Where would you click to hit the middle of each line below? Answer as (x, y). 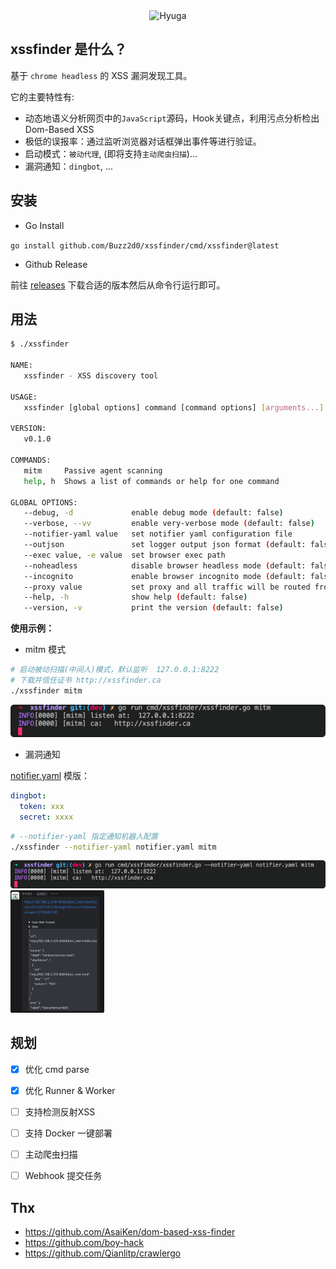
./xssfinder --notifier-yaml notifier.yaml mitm (113, 847)
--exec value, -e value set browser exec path (124, 555)
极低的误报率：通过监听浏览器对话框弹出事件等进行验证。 (143, 141)
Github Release (56, 264)
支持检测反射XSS (60, 1112)
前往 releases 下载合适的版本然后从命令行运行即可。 (118, 285)
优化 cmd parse (57, 1069)
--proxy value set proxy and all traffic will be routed (167, 587)
